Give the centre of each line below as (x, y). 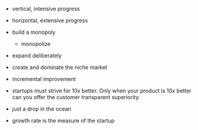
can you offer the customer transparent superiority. (76, 97)
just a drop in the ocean (41, 109)
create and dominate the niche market (60, 67)
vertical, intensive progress (46, 9)
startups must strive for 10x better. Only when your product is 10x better (102, 91)
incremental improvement (44, 79)
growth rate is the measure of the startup (63, 121)
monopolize (36, 44)
